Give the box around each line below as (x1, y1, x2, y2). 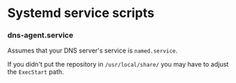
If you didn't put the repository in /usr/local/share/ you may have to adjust (7, 60, 229, 69)
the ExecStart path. (7, 67, 64, 76)
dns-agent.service (7, 31, 73, 40)
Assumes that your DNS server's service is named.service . (7, 46, 178, 55)
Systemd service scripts (7, 5, 155, 21)
